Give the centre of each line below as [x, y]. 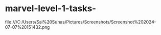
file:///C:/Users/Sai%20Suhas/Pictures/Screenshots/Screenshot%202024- [81, 22]
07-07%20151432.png [27, 27]
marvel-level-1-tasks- [51, 9]
